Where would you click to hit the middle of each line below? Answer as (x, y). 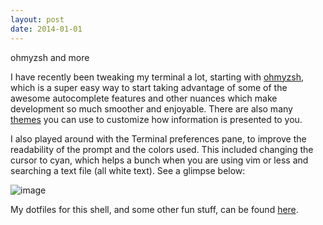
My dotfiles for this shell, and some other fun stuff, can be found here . (154, 209)
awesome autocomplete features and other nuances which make (144, 98)
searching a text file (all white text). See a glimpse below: (128, 170)
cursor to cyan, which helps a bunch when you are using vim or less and (159, 160)
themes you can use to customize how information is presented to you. (156, 119)
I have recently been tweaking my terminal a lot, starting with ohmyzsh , (157, 77)
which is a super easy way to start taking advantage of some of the (149, 87)
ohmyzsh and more (50, 57)
